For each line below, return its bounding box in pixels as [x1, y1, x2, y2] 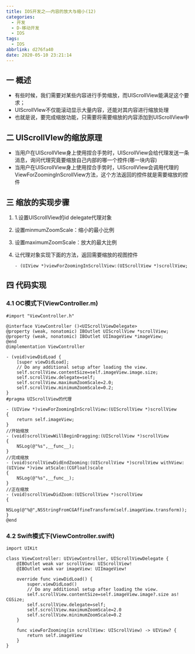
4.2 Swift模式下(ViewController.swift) [6, 532, 115, 540]
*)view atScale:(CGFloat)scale [27, 465, 104, 471]
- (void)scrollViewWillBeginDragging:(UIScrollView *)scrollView [6, 433, 169, 439]
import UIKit [6, 546, 38, 552]
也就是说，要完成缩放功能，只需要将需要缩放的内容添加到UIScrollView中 [14, 114, 189, 121]
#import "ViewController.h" [6, 313, 75, 319]
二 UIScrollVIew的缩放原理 [6, 132, 102, 142]
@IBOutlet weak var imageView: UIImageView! [16, 566, 127, 572]
